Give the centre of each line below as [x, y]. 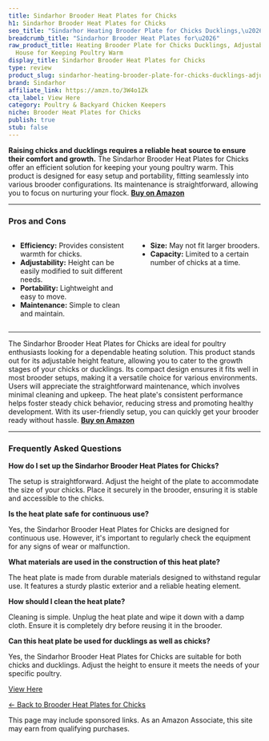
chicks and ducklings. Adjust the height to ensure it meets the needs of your [134, 665]
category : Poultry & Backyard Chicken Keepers [87, 105]
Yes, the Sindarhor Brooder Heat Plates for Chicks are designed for [119, 530]
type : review [30, 68]
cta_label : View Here [44, 98]
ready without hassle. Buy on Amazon [71, 421]
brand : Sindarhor [37, 83]
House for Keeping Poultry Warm [70, 53]
